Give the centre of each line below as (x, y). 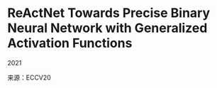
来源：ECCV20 (29, 77)
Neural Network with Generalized (107, 28)
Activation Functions (70, 43)
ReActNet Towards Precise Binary (109, 13)
